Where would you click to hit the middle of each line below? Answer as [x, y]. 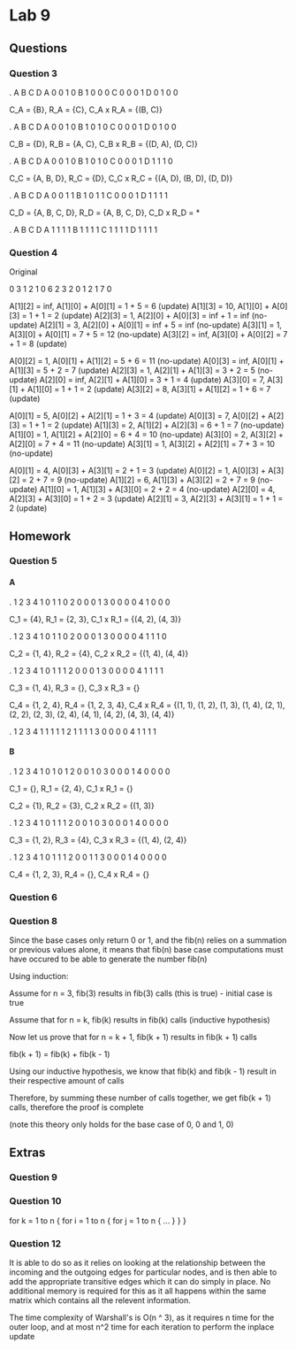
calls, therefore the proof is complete [76, 1107]
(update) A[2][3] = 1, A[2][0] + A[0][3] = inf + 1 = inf [156, 316]
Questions [38, 48]
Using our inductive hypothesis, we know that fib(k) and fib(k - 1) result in [143, 1071]
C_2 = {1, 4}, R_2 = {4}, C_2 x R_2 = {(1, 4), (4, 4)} [99, 653]
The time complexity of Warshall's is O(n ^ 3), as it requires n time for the [142, 1318]
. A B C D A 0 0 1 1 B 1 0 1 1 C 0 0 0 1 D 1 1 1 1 [88, 195]
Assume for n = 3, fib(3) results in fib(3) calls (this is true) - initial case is [141, 993]
